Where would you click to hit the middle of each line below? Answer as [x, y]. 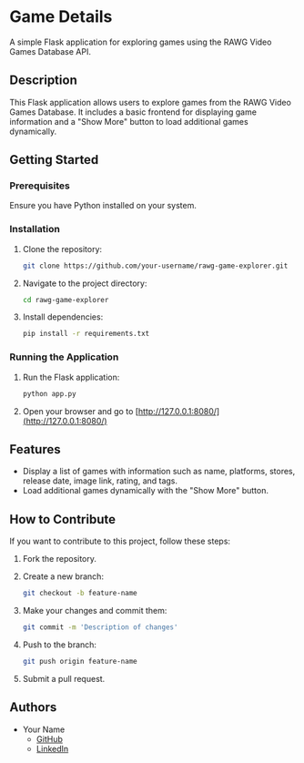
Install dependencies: [63, 317]
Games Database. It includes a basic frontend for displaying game [133, 112]
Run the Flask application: [71, 377]
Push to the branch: [60, 645]
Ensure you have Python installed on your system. [103, 206]
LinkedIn [52, 748]
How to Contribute [63, 519]
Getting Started [54, 160]
